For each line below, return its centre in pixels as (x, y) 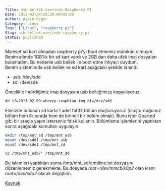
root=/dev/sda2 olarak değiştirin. (39, 174)
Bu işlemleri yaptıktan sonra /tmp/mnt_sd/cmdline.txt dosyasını (69, 163)
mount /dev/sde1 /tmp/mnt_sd (35, 144)
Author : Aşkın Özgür (27, 19)
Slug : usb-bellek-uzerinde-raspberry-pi (48, 33)
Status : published (24, 38)
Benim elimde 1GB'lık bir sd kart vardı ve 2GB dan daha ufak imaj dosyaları (81, 57)
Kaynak (13, 183)
